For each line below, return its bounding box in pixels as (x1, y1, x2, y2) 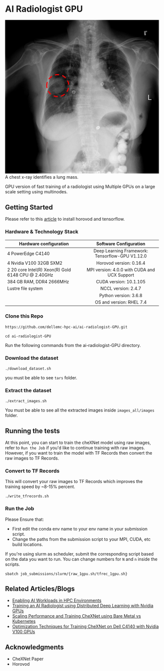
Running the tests (5, 427, 60, 435)
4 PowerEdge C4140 (7, 251, 50, 256)
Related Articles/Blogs (5, 585, 75, 593)
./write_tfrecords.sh (5, 494, 49, 499)
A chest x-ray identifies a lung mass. (5, 174, 79, 180)
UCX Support (107, 272, 134, 278)
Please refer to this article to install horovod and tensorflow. (5, 216, 125, 222)
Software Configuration (96, 241, 145, 247)
